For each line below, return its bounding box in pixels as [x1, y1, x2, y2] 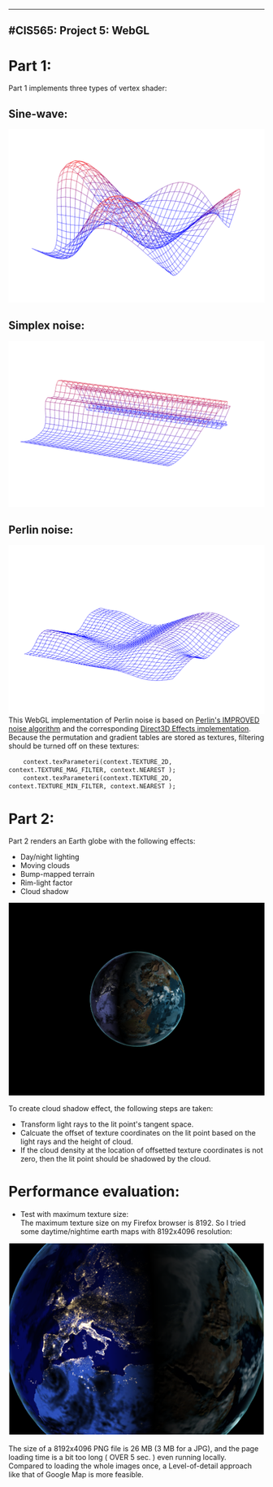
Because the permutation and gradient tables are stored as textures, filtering [8, 733, 265, 743]
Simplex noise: [8, 319, 85, 333]
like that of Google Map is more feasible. [8, 1469, 144, 1479]
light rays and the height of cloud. [19, 1136, 134, 1147]
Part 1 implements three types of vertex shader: [8, 83, 167, 94]
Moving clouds [19, 861, 71, 870]
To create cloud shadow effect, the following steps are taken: [8, 1104, 214, 1114]
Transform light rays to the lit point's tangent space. [19, 1119, 194, 1129]
